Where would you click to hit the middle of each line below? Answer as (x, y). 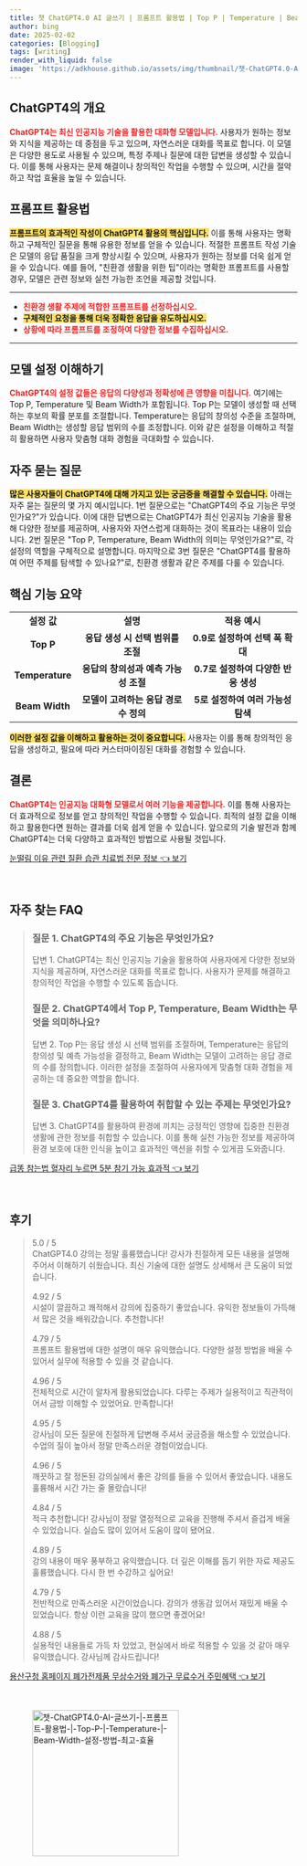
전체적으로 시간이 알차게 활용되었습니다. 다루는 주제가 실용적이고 (147, 1392)
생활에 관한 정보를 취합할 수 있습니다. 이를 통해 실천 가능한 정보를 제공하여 (163, 1137)
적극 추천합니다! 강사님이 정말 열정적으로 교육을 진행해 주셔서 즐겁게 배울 (161, 1518)
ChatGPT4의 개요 (58, 108)
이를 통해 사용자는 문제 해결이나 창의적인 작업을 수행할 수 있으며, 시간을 (148, 166)
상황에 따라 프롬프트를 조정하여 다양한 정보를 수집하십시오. (126, 329)
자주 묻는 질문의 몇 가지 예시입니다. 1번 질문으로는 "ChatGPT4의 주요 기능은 (144, 506)
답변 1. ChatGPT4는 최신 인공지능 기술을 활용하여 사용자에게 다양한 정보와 (164, 960)
